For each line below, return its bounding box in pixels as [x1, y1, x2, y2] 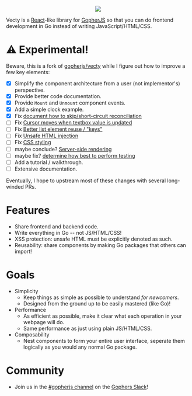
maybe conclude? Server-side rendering [14, 145, 112, 152]
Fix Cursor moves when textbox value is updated [14, 119, 132, 126]
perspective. [14, 86, 45, 93]
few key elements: [6, 68, 50, 75]
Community [6, 364, 65, 377]
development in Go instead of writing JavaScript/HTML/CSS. [6, 23, 152, 29]
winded [6, 183, 25, 190]
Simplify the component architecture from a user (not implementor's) [14, 79, 180, 87]
